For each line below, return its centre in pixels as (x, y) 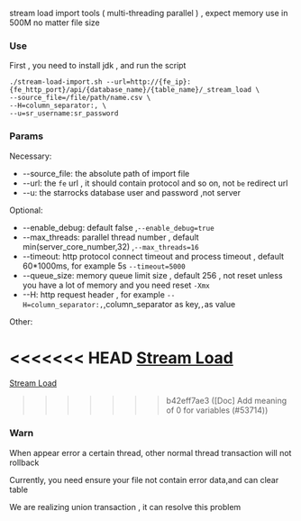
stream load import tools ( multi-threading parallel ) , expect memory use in (149, 13)
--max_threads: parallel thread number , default (111, 237)
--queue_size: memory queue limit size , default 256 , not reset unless (152, 275)
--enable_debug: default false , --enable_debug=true (118, 227)
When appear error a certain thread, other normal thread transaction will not (150, 452)
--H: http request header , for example (93, 294)
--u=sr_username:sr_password (64, 114)
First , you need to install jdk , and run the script (98, 66)
